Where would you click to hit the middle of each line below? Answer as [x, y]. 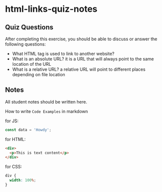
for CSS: [13, 167]
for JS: [12, 121]
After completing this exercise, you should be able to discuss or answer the [81, 39]
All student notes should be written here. [46, 102]
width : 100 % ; [23, 180]
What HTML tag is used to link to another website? [63, 54]
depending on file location [39, 74]
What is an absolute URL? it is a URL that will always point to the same [83, 59]
